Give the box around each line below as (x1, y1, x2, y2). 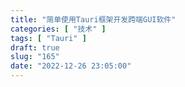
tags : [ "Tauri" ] (10, 33, 87, 43)
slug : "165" (10, 52, 60, 62)
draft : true (10, 42, 60, 53)
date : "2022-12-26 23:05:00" (10, 61, 132, 71)
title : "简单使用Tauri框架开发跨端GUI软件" (10, 14, 177, 25)
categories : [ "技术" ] (10, 24, 107, 34)
